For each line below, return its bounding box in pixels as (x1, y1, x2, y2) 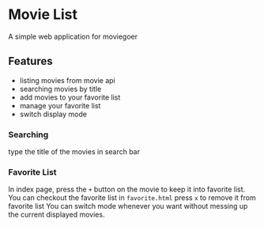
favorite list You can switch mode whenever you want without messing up (8, 202, 248, 211)
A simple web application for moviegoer (8, 32, 138, 41)
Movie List (8, 6, 77, 24)
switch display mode (19, 109, 87, 119)
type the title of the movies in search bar (8, 147, 141, 157)
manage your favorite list (19, 100, 101, 110)
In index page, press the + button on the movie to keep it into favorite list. (8, 184, 246, 195)
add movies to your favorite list (19, 93, 121, 102)
